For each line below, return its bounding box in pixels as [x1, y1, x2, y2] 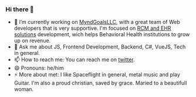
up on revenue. [13, 37, 51, 44]
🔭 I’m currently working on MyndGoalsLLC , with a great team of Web [13, 19, 180, 26]
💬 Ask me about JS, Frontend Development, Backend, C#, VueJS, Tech [13, 43, 186, 50]
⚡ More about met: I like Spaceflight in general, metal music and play [13, 71, 180, 78]
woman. [13, 86, 33, 93]
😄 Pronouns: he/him [13, 64, 64, 72]
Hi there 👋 [5, 5, 35, 13]
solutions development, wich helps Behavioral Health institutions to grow [13, 31, 190, 38]
